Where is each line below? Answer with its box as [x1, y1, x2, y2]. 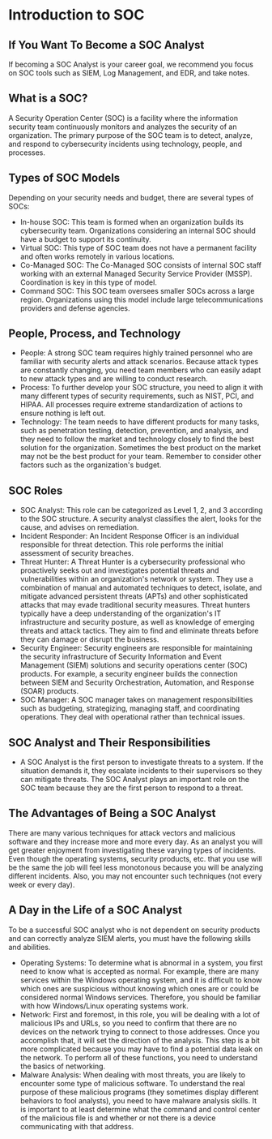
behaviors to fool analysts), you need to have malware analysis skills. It [19, 1095, 257, 1105]
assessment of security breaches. [19, 548, 134, 558]
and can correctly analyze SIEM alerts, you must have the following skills [8, 933, 251, 943]
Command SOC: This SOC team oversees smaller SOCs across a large [19, 286, 255, 295]
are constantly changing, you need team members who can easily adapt [19, 365, 261, 375]
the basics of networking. [19, 1061, 106, 1071]
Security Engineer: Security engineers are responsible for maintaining [19, 643, 253, 653]
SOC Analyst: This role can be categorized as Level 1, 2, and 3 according [19, 505, 263, 515]
